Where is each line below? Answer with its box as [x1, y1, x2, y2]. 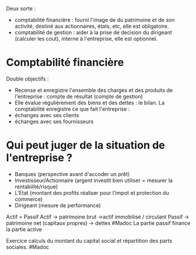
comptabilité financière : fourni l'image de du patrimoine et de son [14, 16, 175, 23]
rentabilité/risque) [14, 183, 58, 190]
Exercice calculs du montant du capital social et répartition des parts [6, 237, 172, 244]
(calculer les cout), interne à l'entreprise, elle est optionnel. [14, 35, 158, 42]
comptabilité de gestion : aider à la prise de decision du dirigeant [14, 29, 172, 36]
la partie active [6, 226, 42, 233]
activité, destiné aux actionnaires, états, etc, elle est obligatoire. [14, 23, 170, 29]
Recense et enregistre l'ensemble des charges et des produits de [14, 87, 173, 94]
